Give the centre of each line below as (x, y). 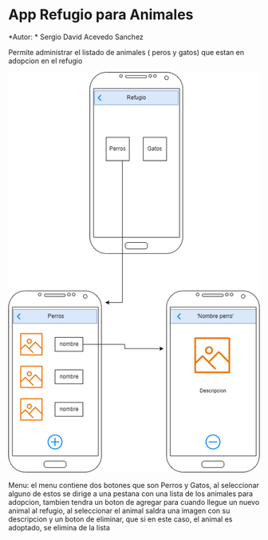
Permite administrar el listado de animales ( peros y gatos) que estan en (126, 52)
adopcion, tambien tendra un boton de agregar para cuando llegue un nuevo (134, 502)
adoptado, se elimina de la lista (59, 528)
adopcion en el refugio (45, 61)
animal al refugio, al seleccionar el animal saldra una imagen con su (119, 511)
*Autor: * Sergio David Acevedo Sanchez (76, 37)
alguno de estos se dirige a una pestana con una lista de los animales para (131, 494)
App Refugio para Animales (101, 15)
